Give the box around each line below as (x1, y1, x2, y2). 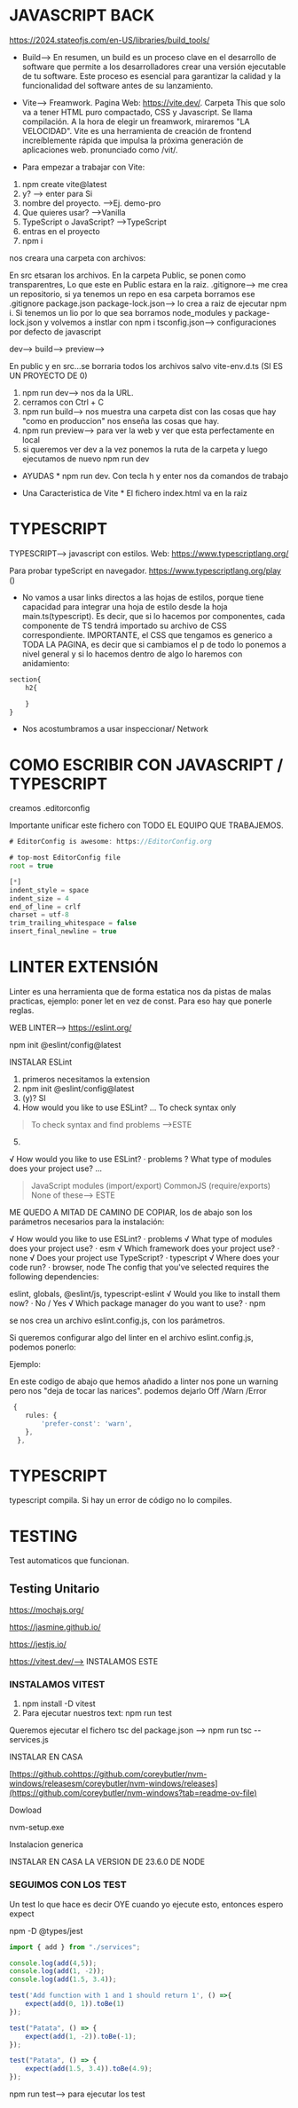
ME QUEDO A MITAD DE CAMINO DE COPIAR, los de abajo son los (9, 1207, 253, 1217)
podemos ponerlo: (9, 1341, 77, 1352)
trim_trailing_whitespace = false (9, 919, 137, 928)
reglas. (9, 1005, 35, 1016)
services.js (9, 1734, 49, 1745)
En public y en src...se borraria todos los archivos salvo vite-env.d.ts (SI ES (9, 360, 284, 371)
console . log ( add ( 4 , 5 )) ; (9, 1958, 98, 1968)
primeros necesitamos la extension (21, 1074, 151, 1084)
